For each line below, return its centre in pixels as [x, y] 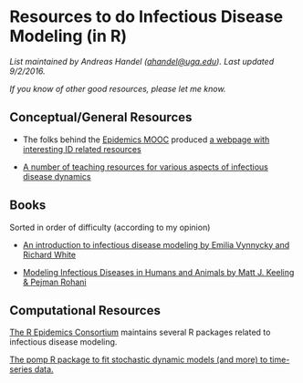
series [21, 369]
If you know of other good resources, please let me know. [118, 88]
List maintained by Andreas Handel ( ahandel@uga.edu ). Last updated [142, 61]
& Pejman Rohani [54, 282]
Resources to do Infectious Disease [146, 17]
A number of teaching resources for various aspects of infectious [146, 167]
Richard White [49, 254]
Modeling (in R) [68, 36]
